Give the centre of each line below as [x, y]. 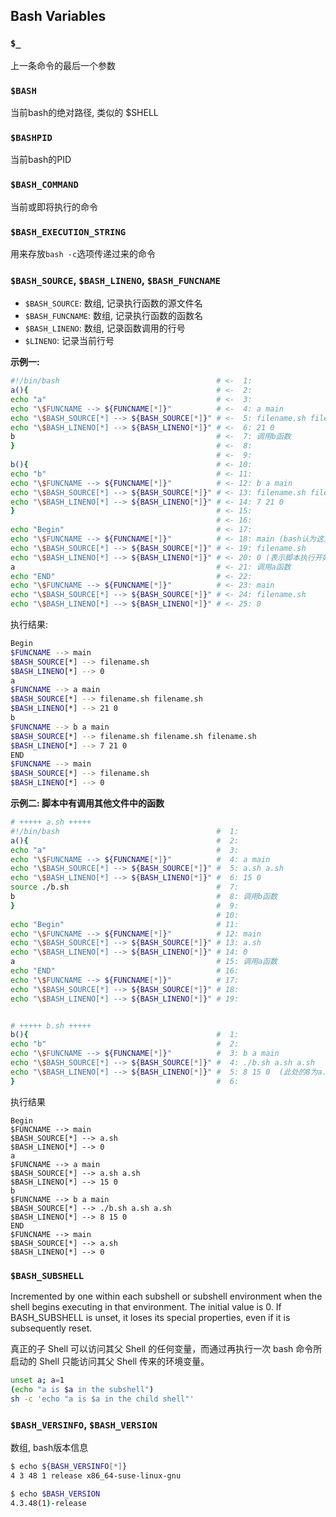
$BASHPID [31, 137]
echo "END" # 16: [125, 971]
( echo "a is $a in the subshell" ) [82, 1389]
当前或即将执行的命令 [54, 206]
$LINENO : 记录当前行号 [69, 341]
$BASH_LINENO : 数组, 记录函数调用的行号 [105, 328]
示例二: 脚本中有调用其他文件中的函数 [87, 803]
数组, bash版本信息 [49, 1447]
